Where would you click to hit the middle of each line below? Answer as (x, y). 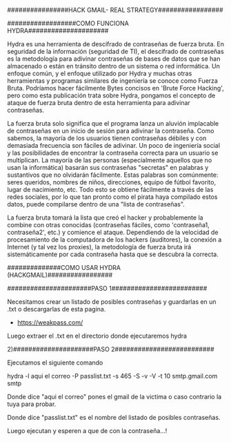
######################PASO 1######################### (107, 288)
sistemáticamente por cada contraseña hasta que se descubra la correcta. (113, 254)
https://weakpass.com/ (50, 323)
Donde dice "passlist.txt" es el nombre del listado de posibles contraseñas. (114, 417)
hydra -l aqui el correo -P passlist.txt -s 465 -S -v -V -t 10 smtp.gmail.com (112, 376)
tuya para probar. (32, 404)
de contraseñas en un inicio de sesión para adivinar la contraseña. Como (111, 131)
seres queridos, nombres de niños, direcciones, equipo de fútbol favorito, (111, 182)
